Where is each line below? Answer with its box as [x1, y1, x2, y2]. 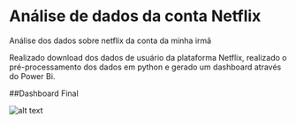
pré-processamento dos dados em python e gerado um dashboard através [9, 62, 282, 72]
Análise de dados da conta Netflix [9, 6, 262, 26]
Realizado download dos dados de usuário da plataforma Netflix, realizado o [9, 52, 287, 62]
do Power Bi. [9, 70, 56, 81]
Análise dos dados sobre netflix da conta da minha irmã [9, 35, 212, 46]
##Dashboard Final [9, 88, 80, 98]
